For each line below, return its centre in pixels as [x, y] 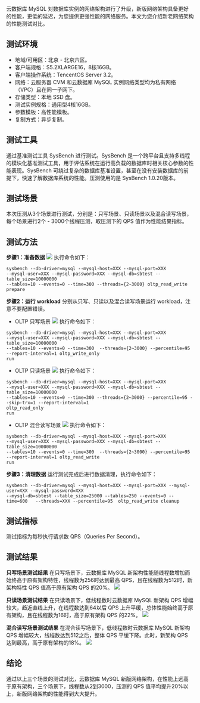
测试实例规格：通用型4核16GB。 [54, 104]
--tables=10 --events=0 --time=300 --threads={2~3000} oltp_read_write [97, 284]
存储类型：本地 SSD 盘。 [45, 97]
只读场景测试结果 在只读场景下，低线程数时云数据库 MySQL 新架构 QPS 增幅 [100, 600]
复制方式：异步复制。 [41, 119]
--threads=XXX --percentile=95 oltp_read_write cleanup [107, 501]
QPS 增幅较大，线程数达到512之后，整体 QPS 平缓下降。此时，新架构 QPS [97, 635]
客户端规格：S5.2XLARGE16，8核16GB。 [65, 67]
